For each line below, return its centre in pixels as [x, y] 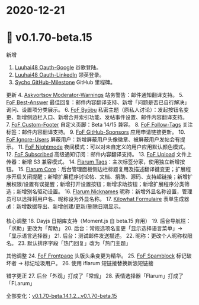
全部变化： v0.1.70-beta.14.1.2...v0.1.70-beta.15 [62, 296]
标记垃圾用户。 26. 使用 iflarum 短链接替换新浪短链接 [89, 263]
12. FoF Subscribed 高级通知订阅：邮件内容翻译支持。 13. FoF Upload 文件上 [99, 155]
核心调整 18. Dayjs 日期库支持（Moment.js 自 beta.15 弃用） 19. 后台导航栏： [99, 221]
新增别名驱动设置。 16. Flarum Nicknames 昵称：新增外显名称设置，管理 [104, 191]
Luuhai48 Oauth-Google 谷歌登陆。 [58, 67]
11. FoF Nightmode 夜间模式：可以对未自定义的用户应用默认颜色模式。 [103, 147]
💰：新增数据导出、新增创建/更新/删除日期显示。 [65, 206]
